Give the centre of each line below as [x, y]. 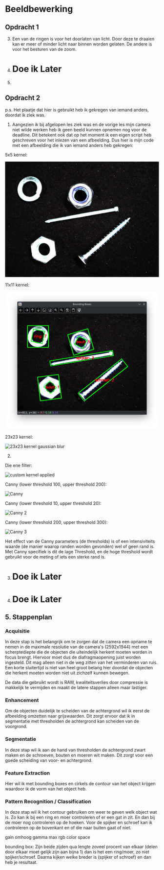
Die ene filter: [19, 466]
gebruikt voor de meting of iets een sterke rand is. [55, 557]
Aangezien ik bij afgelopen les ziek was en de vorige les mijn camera [81, 124]
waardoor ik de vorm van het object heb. [46, 789]
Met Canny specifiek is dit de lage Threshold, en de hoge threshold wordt [79, 552]
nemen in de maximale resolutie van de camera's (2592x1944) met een [77, 647]
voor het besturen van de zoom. [44, 49]
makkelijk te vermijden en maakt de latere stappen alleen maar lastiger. [76, 688]
